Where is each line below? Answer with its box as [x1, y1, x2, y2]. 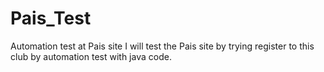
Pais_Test [10, 7, 92, 30]
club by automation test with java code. [10, 50, 172, 62]
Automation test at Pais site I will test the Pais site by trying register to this [10, 40, 315, 52]
